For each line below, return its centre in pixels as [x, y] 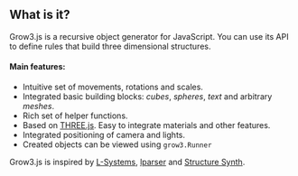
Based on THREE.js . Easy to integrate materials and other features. [146, 125]
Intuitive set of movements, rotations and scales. [112, 87]
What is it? [40, 15]
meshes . [38, 107]
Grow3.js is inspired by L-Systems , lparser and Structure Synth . [127, 162]
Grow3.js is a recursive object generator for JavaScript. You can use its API [149, 36]
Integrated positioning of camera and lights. [103, 135]
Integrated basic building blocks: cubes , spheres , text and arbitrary [147, 97]
